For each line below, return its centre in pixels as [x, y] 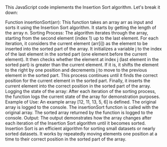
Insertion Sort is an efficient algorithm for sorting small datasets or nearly [80, 128]
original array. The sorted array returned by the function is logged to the [79, 112]
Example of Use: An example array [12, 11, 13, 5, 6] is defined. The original [81, 102]
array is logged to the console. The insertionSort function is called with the [82, 107]
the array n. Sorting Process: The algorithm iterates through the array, [77, 33]
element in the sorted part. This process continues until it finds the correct [82, 75]
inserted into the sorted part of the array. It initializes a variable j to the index [83, 49]
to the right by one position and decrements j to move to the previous [76, 70]
